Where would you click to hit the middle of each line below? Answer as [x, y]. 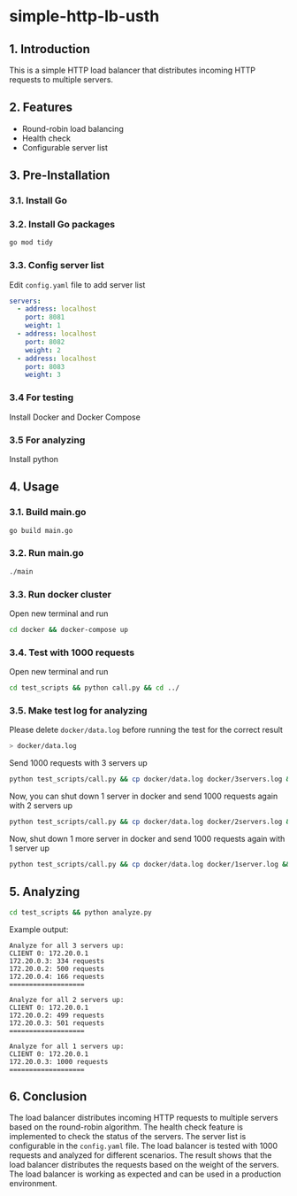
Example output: [39, 929]
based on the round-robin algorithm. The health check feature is [126, 1127]
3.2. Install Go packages [62, 225]
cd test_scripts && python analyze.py [80, 912]
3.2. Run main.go [46, 553]
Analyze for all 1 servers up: [67, 1046]
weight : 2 [43, 350]
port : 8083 [45, 367]
